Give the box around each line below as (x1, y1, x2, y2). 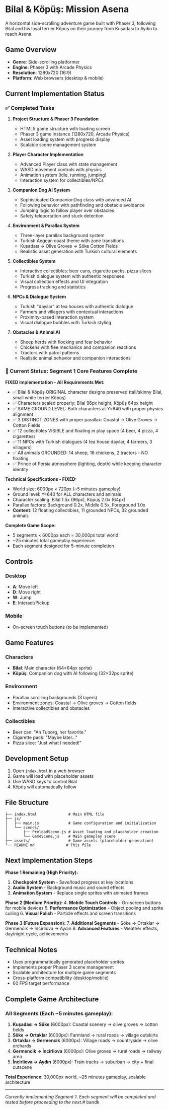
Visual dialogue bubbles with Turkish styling (20, 320, 112, 326)
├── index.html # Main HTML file (5, 811, 105, 817)
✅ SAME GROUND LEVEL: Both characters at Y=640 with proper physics (12, 405, 163, 411)
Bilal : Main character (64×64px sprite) (12, 665, 92, 671)
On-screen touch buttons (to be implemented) (12, 624, 108, 630)
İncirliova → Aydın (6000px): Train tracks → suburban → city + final (12, 1059, 154, 1065)
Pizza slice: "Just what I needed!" (12, 740, 82, 746)
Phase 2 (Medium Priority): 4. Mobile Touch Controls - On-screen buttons (5, 900, 161, 906)
